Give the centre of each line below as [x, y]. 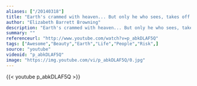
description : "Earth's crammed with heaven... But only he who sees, [93, 28]
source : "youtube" [28, 49]
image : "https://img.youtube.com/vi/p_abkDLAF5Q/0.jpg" [76, 60]
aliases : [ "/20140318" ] [35, 11]
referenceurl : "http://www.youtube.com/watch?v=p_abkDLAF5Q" [82, 38]
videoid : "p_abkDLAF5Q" [35, 55]
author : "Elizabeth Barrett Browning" [53, 22]
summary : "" [21, 33]
